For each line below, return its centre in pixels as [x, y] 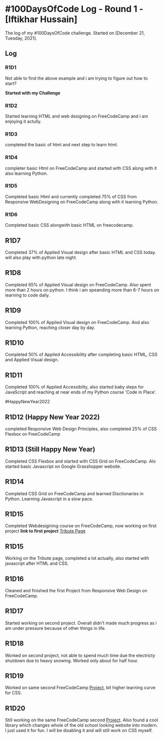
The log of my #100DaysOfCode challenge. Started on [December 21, [75, 33]
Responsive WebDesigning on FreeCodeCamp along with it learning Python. [82, 202]
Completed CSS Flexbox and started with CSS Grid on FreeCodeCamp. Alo [80, 461]
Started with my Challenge [33, 93]
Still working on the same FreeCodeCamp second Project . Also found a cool [82, 720]
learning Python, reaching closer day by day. [50, 327]
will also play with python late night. [41, 257]
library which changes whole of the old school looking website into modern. [82, 725]
